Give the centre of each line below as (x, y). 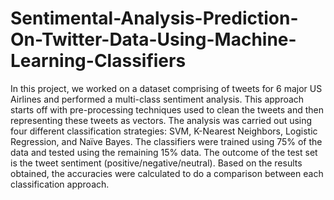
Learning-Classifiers (98, 61)
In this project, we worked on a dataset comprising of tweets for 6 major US (166, 88)
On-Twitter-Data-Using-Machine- (153, 39)
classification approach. (60, 184)
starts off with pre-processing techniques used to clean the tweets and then (167, 109)
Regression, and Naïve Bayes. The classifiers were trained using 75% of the (166, 141)
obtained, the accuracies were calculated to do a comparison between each (167, 173)
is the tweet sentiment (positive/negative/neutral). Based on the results (156, 163)
